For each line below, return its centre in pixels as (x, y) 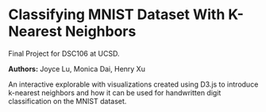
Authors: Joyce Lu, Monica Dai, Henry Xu (77, 68)
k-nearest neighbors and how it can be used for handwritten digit (115, 92)
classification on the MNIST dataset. (67, 101)
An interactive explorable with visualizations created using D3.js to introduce (133, 84)
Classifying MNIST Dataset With (117, 15)
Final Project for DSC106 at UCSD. (64, 53)
